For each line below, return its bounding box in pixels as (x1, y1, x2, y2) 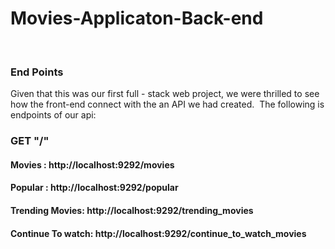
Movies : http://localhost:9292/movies (10, 158, 175, 171)
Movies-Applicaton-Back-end (10, 7, 264, 30)
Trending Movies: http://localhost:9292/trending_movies (10, 204, 254, 216)
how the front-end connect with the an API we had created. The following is (10, 98, 325, 111)
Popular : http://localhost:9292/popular (10, 182, 179, 194)
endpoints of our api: (10, 109, 97, 121)
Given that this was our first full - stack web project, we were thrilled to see (10, 88, 320, 100)
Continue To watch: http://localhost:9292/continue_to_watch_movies (10, 227, 307, 239)
